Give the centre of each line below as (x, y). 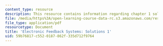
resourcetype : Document (29, 27)
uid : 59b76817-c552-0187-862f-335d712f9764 (50, 36)
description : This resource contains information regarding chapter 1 (78, 14)
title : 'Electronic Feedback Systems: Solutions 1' (58, 32)
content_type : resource (29, 9)
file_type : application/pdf (33, 23)
